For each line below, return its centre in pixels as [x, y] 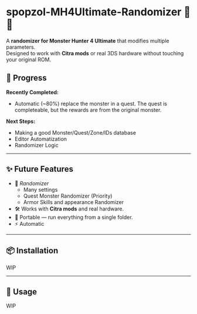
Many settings [40, 189]
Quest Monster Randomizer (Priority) [68, 196]
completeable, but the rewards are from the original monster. [88, 110]
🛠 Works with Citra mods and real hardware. [69, 209]
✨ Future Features [40, 169]
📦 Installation [32, 250]
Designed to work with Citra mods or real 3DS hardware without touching [95, 53]
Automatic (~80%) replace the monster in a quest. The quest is [91, 103]
